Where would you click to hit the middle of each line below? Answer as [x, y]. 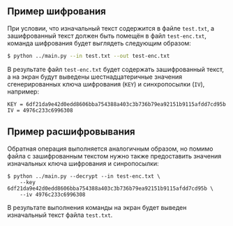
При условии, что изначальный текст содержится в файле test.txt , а [111, 28]
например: [23, 91]
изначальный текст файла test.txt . [60, 215]
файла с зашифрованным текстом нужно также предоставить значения [114, 156]
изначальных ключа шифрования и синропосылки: [83, 163]
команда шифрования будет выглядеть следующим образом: [99, 43]
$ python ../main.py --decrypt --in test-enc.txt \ [84, 176]
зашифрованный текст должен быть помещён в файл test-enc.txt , [107, 36]
